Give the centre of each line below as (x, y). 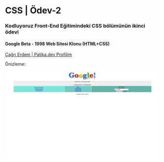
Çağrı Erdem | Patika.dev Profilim (39, 54)
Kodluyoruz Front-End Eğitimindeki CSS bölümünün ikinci (75, 26)
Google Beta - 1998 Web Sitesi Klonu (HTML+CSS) (57, 44)
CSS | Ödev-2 (33, 11)
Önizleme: (15, 64)
